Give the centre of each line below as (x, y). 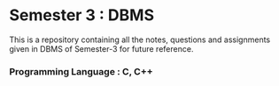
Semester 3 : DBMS (82, 15)
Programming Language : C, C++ (81, 71)
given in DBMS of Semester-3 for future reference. (101, 48)
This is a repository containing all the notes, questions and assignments (140, 39)
